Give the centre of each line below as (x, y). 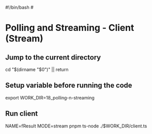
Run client (22, 114)
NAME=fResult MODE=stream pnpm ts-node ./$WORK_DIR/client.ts (76, 126)
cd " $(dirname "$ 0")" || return (37, 70)
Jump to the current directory (53, 57)
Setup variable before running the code (69, 86)
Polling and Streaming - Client (70, 28)
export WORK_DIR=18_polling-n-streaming (50, 97)
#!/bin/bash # (20, 7)
